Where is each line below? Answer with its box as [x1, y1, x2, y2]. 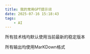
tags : [5, 16, 16, 21]
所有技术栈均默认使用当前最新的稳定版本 [5, 34, 85, 40]
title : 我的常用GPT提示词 [5, 7, 52, 12]
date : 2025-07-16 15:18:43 [5, 11, 59, 16]
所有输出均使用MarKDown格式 [5, 44, 65, 50]
